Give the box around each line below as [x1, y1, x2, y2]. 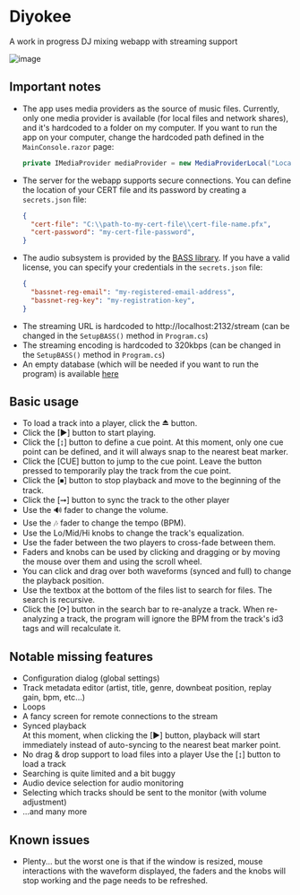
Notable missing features [9, 648, 154, 665]
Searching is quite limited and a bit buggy [21, 769, 176, 779]
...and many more [21, 806, 88, 817]
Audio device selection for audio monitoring [21, 778, 184, 788]
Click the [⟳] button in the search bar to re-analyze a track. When [21, 604, 265, 615]
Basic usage [9, 395, 79, 410]
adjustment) [21, 796, 67, 808]
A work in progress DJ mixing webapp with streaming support [9, 36, 238, 47]
